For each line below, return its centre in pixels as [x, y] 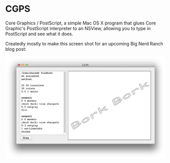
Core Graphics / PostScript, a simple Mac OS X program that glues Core [81, 23]
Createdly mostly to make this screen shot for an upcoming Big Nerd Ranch [84, 43]
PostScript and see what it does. [39, 34]
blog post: [16, 49]
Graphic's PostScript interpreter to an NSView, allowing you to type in [78, 28]
